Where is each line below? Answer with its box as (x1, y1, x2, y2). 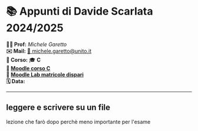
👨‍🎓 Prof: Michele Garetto (6, 41, 67, 48)
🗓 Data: (6, 77, 25, 84)
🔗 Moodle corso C (6, 64, 51, 71)
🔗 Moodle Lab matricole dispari (6, 71, 84, 78)
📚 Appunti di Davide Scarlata (6, 5, 153, 18)
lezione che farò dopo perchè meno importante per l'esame (6, 118, 151, 125)
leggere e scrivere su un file (6, 103, 111, 113)
